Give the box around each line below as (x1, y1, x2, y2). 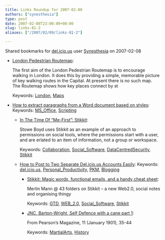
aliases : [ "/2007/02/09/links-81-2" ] (5, 30, 83, 35)
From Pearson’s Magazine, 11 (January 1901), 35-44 (27, 220, 132, 225)
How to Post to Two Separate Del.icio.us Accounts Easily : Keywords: (19, 161, 159, 167)
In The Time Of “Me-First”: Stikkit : (19, 117, 89, 122)
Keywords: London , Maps (12, 92, 65, 98)
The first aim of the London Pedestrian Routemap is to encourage (12, 67, 145, 73)
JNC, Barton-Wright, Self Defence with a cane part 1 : (27, 210, 134, 216)
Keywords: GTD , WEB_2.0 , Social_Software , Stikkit (27, 200, 129, 206)
